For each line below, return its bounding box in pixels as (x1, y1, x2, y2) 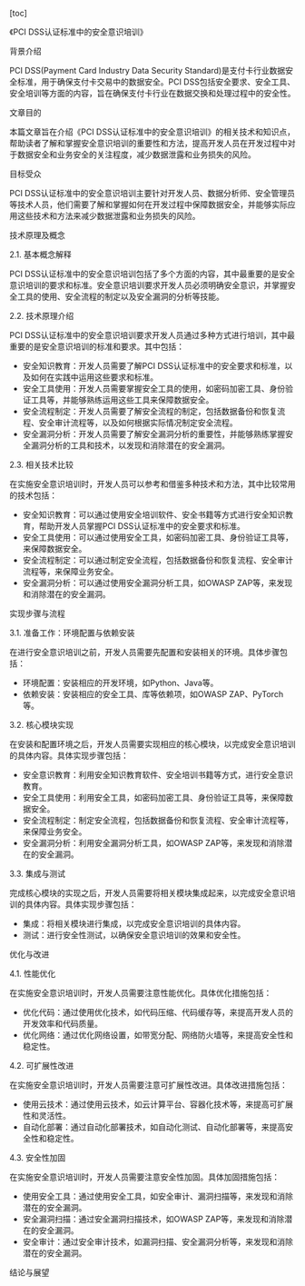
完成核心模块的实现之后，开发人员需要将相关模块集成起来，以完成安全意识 (9, 888, 288, 898)
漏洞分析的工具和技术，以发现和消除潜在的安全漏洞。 (30, 440, 230, 451)
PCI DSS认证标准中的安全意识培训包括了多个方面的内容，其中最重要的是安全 (9, 268, 295, 279)
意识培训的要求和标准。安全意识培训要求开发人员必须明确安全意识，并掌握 (9, 280, 288, 290)
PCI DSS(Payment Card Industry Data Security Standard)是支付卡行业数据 (9, 65, 286, 75)
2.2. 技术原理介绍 (9, 311, 74, 321)
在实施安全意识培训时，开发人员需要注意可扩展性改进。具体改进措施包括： (9, 1080, 288, 1090)
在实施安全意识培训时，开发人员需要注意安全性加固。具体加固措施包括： (9, 1171, 280, 1182)
